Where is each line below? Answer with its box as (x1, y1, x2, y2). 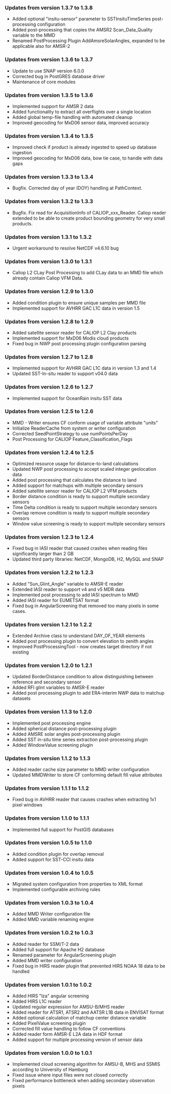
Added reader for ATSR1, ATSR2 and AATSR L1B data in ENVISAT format (12, 1009, 164, 1015)
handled (12, 968, 30, 974)
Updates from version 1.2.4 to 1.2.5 (5, 449, 94, 456)
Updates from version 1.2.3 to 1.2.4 (5, 534, 94, 541)
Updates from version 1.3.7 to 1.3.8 (5, 4, 93, 11)
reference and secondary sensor (12, 679, 81, 685)
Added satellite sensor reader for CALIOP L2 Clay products (12, 329, 137, 336)
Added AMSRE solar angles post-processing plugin (12, 731, 121, 737)
